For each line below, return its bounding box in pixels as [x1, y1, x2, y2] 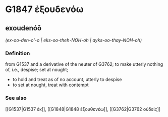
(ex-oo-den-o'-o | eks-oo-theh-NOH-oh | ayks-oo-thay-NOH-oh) [5, 37, 142, 43]
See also [5, 95, 27, 102]
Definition [5, 50, 30, 57]
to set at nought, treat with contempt [12, 82, 89, 88]
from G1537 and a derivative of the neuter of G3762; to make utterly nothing [5, 61, 163, 67]
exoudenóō [5, 24, 42, 32]
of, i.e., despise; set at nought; [5, 67, 69, 73]
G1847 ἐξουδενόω [5, 4, 84, 15]
